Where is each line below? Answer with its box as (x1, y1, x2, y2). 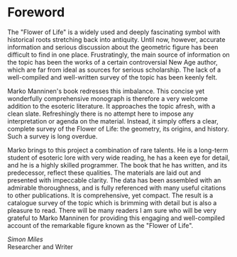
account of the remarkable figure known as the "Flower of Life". (7, 221, 194, 229)
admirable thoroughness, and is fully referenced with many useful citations (7, 183, 226, 192)
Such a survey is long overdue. (7, 132, 98, 141)
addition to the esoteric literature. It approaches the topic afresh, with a (7, 102, 216, 110)
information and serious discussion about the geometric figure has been (7, 43, 219, 51)
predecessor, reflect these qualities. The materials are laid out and (7, 168, 201, 177)
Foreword (7, 4, 65, 21)
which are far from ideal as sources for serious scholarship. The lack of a (7, 65, 221, 74)
